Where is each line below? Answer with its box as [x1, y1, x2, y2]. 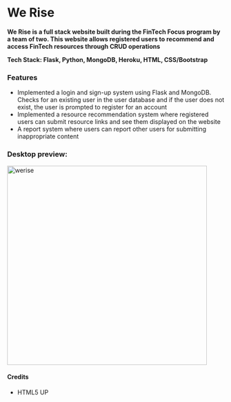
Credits [7, 373, 29, 381]
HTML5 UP [17, 388, 49, 396]
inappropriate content [17, 132, 79, 140]
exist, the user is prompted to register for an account [17, 103, 168, 112]
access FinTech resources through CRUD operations [7, 42, 161, 50]
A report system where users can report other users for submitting [17, 125, 207, 134]
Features [7, 72, 38, 82]
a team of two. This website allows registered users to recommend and [7, 34, 215, 43]
